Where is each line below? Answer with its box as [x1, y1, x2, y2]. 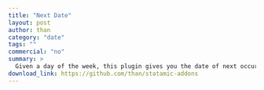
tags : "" [8, 41, 37, 49]
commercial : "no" [8, 48, 65, 56]
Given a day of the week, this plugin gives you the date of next [15, 63, 237, 70]
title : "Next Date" [8, 11, 72, 20]
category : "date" [8, 33, 65, 41]
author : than [8, 26, 51, 34]
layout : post [8, 19, 51, 27]
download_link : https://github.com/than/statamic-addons [8, 70, 199, 77]
